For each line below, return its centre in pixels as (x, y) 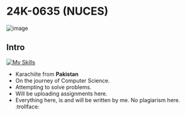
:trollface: (27, 106)
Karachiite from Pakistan (47, 74)
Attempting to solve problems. (53, 87)
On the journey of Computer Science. (63, 80)
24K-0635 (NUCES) (57, 11)
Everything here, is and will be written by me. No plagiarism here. (98, 100)
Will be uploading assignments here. (61, 94)
